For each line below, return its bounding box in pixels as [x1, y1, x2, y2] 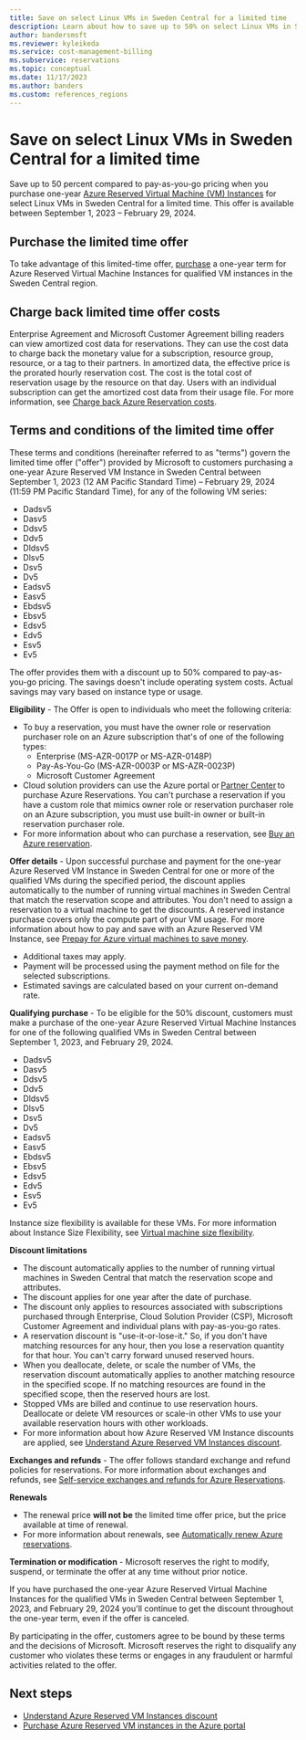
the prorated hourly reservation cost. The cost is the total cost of [9, 367, 252, 379]
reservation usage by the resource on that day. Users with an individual [9, 377, 277, 388]
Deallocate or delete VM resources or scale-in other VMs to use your [22, 1408, 282, 1419]
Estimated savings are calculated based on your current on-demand [22, 980, 279, 991]
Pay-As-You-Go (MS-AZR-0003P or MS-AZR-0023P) [36, 760, 236, 771]
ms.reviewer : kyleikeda [9, 38, 100, 48]
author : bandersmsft [9, 30, 88, 39]
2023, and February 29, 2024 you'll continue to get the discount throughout [9, 1603, 294, 1614]
